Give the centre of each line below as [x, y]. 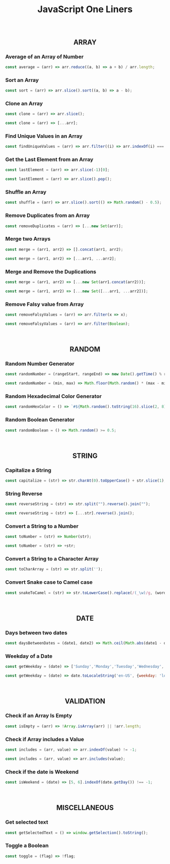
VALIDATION [85, 701]
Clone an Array [24, 103]
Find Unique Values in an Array [44, 136]
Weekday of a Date [29, 656]
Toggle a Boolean [27, 846]
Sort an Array [22, 80]
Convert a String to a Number [42, 526]
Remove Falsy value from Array [45, 304]
